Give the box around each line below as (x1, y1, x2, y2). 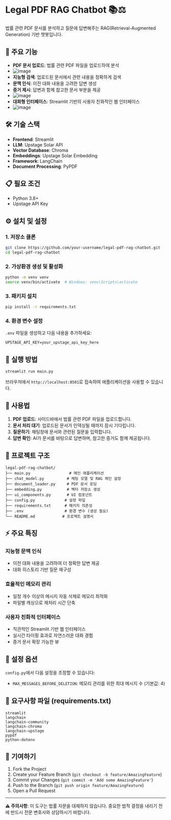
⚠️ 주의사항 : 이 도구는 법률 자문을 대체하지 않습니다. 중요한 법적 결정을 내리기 (5, 803, 158, 809)
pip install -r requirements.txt (5, 304, 76, 309)
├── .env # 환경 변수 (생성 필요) (5, 508, 108, 514)
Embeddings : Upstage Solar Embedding (12, 152, 98, 158)
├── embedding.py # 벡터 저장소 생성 (5, 487, 101, 492)
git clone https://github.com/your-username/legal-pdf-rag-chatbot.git (5, 245, 160, 250)
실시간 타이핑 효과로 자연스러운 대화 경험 (12, 632, 93, 638)
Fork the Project (12, 766, 47, 772)
